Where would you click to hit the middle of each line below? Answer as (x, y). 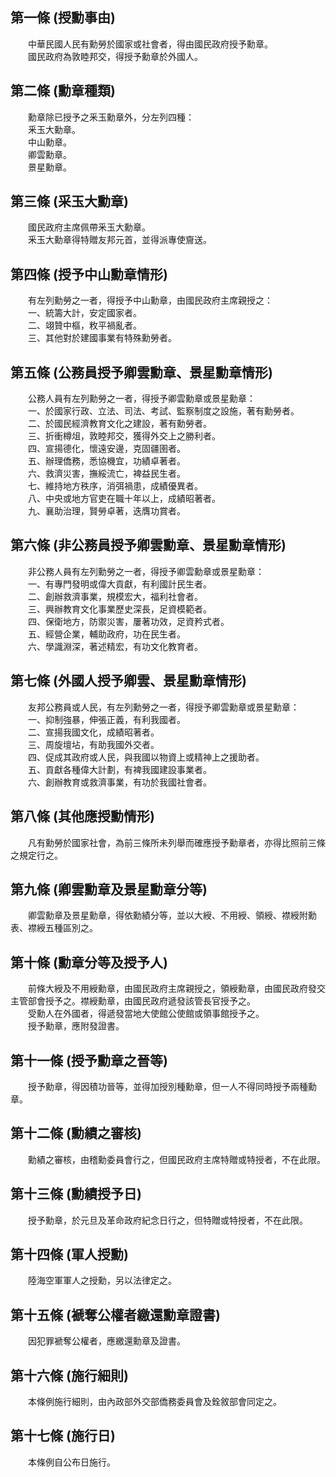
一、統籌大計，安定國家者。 (84, 313)
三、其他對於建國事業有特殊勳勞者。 (102, 338)
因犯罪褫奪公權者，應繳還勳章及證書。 (106, 1341)
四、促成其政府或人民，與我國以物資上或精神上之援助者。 (146, 757)
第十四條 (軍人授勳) (69, 1254)
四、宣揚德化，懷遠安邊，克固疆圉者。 (106, 449)
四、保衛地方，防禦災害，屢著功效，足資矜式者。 (128, 621)
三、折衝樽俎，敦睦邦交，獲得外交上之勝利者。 (124, 436)
